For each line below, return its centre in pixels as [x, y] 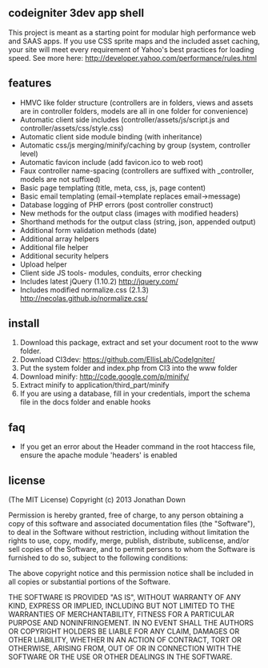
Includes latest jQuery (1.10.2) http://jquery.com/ [99, 281]
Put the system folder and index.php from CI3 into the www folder [128, 368]
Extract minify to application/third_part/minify [94, 385]
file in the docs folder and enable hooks [85, 402]
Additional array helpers [60, 239]
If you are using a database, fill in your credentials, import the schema [135, 394]
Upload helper [43, 264]
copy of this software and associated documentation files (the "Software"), [132, 524]
